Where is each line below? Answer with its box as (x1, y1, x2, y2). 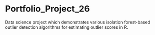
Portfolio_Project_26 (5, 3, 90, 14)
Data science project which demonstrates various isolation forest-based (5, 19, 151, 25)
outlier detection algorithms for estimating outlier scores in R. (5, 24, 128, 30)
